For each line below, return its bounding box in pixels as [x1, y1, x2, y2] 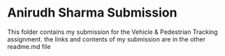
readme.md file [7, 42, 51, 50]
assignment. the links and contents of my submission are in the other [7, 35, 206, 43]
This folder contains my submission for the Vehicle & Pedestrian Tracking [7, 28, 218, 36]
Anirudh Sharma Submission [7, 5, 177, 21]
